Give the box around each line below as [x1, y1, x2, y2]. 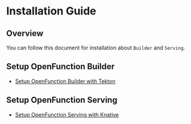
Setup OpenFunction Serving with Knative [14, 111, 119, 118]
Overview [6, 28, 44, 39]
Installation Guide [6, 4, 96, 18]
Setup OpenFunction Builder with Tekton [14, 77, 116, 85]
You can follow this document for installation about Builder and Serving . [6, 44, 186, 51]
